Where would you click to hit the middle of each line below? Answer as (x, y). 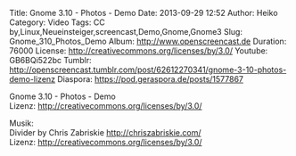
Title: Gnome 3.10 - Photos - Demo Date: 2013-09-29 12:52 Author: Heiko (144, 13)
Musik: (21, 123)
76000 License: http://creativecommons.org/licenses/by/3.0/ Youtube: (139, 51)
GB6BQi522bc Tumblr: (50, 60)
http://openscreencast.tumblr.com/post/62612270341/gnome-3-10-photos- (148, 70)
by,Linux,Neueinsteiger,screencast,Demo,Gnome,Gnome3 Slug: (126, 32)
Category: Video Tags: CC (57, 22)
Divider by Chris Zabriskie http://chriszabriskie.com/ (105, 132)
